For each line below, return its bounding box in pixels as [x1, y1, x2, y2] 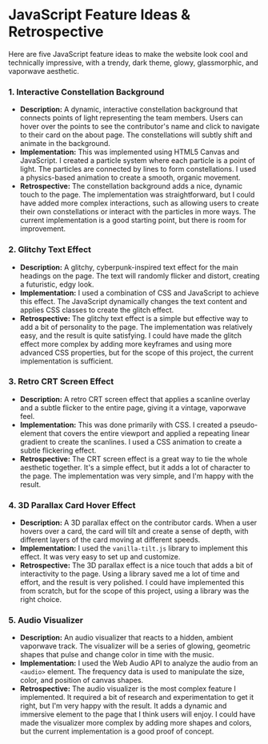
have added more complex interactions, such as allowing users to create [19, 198, 259, 208]
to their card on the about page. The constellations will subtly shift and [19, 130, 253, 140]
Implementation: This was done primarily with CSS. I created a [19, 420, 228, 429]
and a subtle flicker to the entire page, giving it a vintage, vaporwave [19, 403, 246, 413]
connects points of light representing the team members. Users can [19, 113, 243, 123]
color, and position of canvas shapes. [19, 676, 144, 685]
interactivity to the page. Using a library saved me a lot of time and [19, 569, 240, 579]
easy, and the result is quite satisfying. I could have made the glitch [19, 331, 242, 340]
